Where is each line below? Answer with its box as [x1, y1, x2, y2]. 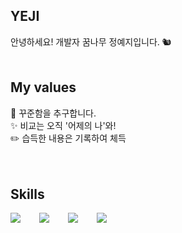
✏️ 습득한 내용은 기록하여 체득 [10, 132, 127, 144]
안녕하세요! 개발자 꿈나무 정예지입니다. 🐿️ [10, 35, 172, 48]
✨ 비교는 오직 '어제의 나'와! [10, 119, 117, 131]
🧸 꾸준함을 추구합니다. [10, 107, 97, 119]
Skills [10, 186, 45, 203]
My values [10, 79, 77, 96]
